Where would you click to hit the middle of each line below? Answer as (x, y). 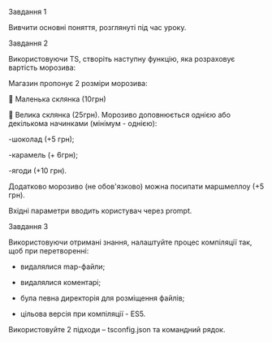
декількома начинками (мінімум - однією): (83, 123)
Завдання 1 (28, 12)
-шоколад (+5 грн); (41, 139)
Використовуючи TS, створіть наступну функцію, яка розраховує (122, 59)
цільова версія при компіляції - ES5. (83, 314)
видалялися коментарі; (60, 282)
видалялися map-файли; (63, 266)
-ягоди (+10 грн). (38, 171)
